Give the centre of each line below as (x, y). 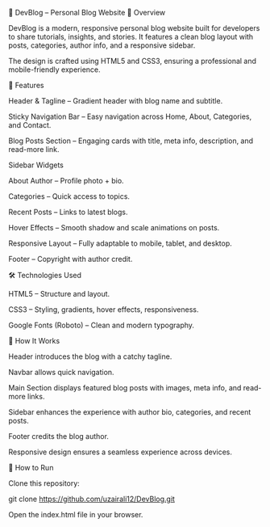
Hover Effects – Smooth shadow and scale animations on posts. (114, 228)
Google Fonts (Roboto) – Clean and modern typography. (102, 325)
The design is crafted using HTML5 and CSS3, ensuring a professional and (132, 61)
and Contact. (30, 125)
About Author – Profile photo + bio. (66, 181)
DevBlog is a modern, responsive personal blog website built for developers (134, 28)
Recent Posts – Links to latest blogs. (68, 212)
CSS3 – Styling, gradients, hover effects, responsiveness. (104, 310)
